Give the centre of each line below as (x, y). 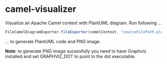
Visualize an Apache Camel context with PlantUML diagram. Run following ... (83, 23)
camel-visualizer (41, 9)
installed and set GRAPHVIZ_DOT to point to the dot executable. (71, 56)
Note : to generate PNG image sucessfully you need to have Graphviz (76, 51)
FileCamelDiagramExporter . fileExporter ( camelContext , (62, 32)
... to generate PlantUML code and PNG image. (53, 41)
